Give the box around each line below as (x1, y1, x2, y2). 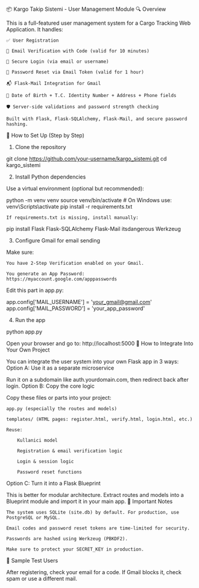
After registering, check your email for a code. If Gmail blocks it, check (6, 569, 182, 575)
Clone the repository (14, 144, 66, 150)
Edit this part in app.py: (6, 286, 64, 294)
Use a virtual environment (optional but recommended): (6, 185, 145, 192)
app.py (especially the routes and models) (6, 406, 118, 412)
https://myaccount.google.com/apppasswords (6, 276, 118, 282)
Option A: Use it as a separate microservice (6, 364, 115, 371)
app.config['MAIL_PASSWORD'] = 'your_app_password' (6, 305, 145, 312)
